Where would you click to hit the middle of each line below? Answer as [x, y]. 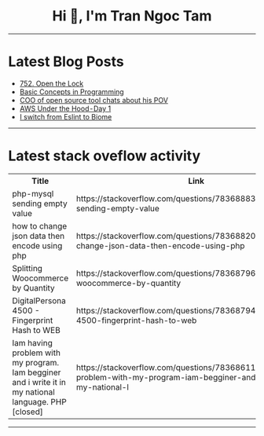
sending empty [40, 203]
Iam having [32, 343]
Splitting [27, 268]
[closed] [27, 412]
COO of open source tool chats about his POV [94, 100]
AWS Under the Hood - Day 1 [65, 108]
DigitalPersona [39, 300]
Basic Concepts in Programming [71, 92]
